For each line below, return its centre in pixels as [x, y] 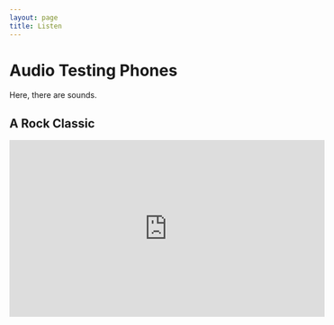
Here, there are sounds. [53, 95]
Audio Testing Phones [94, 70]
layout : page [34, 18]
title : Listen [36, 26]
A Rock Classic [52, 123]
